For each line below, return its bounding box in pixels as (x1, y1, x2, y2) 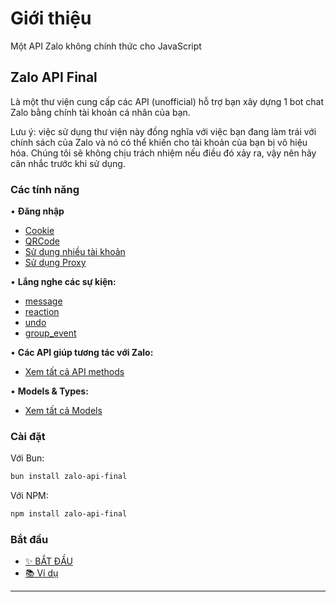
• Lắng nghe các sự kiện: (10, 276, 117, 288)
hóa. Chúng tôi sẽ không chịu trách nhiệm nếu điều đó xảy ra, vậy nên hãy (10, 147, 317, 159)
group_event (24, 327, 77, 339)
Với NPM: (10, 490, 49, 502)
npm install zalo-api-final (10, 509, 128, 519)
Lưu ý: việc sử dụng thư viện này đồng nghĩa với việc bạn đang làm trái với (10, 125, 317, 137)
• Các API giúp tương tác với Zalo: (10, 347, 154, 359)
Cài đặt (10, 429, 46, 443)
